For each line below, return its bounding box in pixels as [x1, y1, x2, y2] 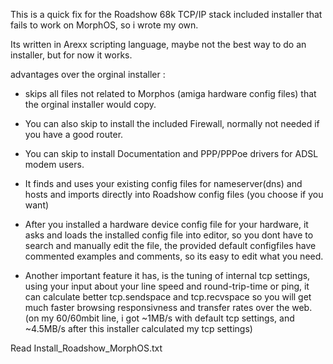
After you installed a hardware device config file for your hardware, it [24, 219, 309, 230]
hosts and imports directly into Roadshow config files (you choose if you [24, 189, 324, 200]
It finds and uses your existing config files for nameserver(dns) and [24, 178, 303, 189]
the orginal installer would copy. [24, 99, 157, 110]
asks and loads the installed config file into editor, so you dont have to [24, 229, 314, 241]
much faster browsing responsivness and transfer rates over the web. [24, 302, 313, 313]
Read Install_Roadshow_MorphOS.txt [10, 342, 163, 354]
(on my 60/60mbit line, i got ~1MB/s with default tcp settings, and [24, 312, 295, 324]
